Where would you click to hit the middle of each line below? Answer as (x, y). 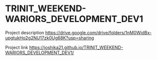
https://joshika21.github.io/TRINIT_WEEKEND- (76, 47)
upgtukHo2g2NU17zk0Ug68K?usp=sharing (50, 38)
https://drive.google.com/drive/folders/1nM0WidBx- (98, 32)
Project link (17, 47)
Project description (25, 32)
